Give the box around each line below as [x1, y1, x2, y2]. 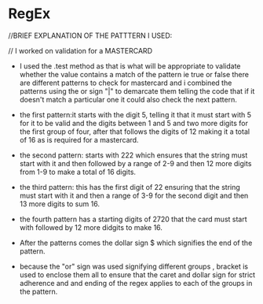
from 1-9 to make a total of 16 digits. [19, 167, 136, 176]
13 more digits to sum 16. [19, 198, 100, 209]
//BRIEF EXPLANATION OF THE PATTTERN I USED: [8, 31, 173, 40]
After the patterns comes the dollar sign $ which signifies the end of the [19, 238, 253, 247]
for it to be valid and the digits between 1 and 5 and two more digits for [19, 118, 249, 128]
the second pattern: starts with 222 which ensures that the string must [19, 150, 248, 160]
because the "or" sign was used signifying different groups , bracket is [19, 261, 249, 271]
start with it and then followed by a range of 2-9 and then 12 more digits [19, 158, 252, 168]
